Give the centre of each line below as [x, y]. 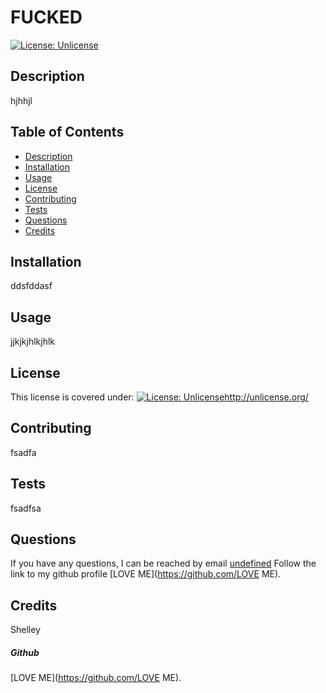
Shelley [25, 630]
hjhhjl [21, 100]
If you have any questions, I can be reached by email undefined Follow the [163, 563]
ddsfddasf [31, 286]
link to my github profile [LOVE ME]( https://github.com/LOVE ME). [146, 574]
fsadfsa [26, 508]
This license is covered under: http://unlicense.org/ [159, 397]
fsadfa [23, 452]
